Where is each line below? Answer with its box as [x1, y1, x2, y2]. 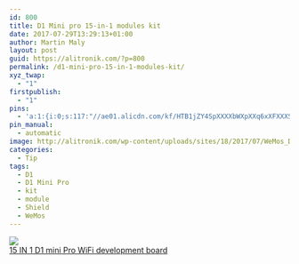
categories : [9, 145, 53, 154]
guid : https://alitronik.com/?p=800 [9, 54, 145, 63]
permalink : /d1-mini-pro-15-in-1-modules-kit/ [9, 63, 185, 72]
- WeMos [17, 211, 46, 220]
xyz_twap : [9, 71, 46, 80]
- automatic [17, 129, 62, 138]
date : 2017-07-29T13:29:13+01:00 [9, 29, 133, 38]
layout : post [9, 46, 58, 55]
